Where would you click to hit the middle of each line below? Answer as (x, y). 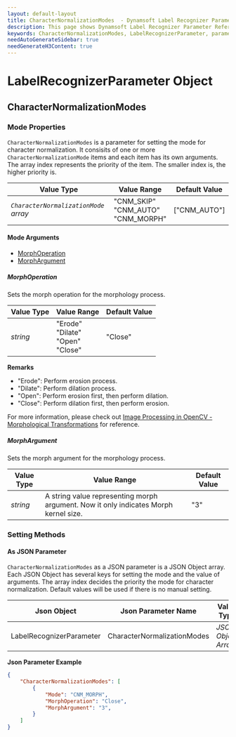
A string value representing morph (101, 496)
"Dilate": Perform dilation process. (67, 389)
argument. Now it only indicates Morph (109, 505)
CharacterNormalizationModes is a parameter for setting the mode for (106, 142)
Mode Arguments (33, 238)
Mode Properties (37, 127)
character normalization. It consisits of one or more (81, 150)
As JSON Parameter (37, 551)
